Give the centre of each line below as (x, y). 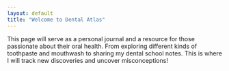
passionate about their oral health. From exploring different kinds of (102, 46)
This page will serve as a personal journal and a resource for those (101, 39)
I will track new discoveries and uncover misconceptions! (88, 60)
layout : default (30, 13)
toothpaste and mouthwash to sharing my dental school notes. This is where (114, 53)
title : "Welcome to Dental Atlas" (56, 20)
